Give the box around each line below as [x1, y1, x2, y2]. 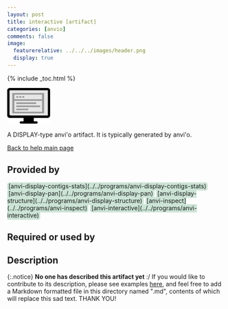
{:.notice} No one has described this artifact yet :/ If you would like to [7, 273, 205, 281]
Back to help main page [7, 144, 74, 152]
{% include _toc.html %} [7, 74, 76, 82]
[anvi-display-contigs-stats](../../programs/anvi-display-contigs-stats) [8, 182, 207, 190]
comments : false [7, 33, 54, 40]
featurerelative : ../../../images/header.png [13, 47, 146, 54]
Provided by [7, 163, 60, 175]
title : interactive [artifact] [7, 18, 97, 25]
